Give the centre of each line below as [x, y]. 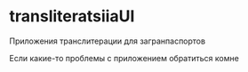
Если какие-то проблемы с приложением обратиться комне [124, 58]
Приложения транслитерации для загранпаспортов [108, 41]
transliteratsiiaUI [72, 16]
